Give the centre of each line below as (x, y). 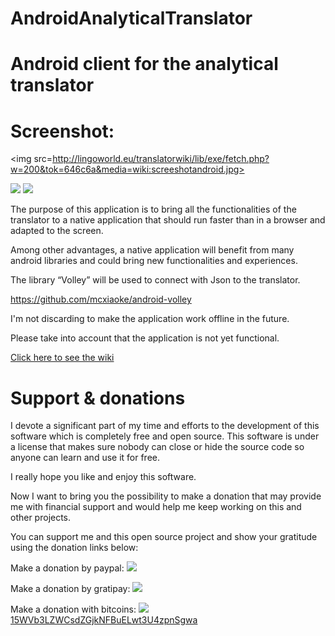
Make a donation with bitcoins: (73, 609)
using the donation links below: (74, 548)
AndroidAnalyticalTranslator (131, 18)
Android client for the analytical (144, 64)
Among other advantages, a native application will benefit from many (152, 250)
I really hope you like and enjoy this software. (103, 477)
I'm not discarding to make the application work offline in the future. (150, 319)
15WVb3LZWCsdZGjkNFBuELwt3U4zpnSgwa (104, 620)
